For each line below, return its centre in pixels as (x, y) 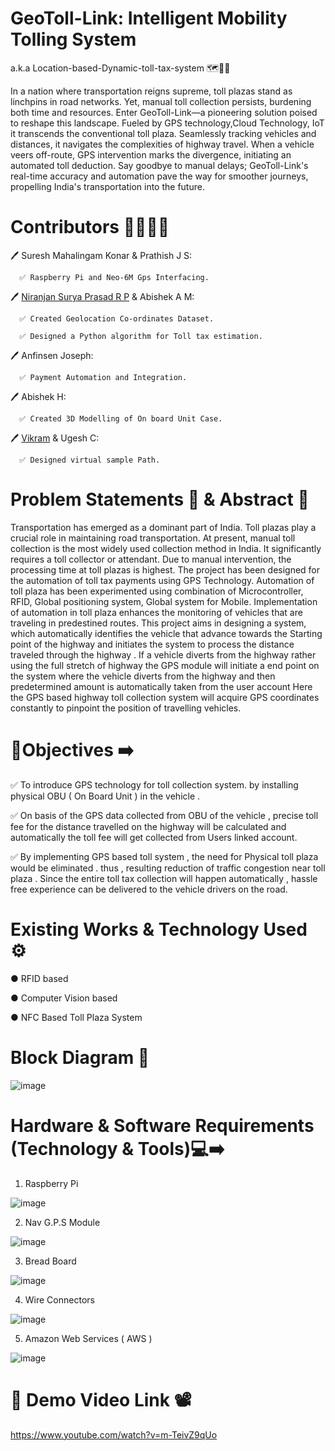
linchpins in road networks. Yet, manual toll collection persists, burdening (161, 101)
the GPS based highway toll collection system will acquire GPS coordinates (165, 697)
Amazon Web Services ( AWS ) (88, 1338)
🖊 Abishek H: (38, 396)
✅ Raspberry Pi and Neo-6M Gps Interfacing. (114, 277)
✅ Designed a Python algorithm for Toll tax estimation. (141, 336)
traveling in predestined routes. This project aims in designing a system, (158, 623)
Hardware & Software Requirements (162, 1125)
